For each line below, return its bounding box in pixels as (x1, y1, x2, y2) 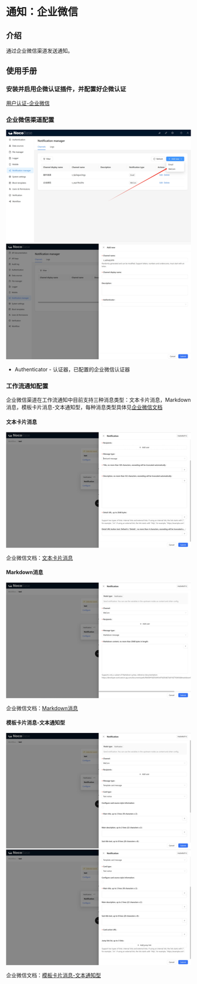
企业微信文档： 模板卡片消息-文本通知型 (6, 972, 101, 979)
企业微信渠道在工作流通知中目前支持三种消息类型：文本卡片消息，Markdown (6, 397, 191, 404)
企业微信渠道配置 (6, 116, 55, 124)
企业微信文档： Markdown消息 (6, 705, 78, 712)
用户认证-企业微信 (6, 99, 50, 106)
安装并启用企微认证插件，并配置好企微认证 (6, 85, 127, 93)
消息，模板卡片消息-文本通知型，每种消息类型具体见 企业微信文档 (6, 404, 163, 411)
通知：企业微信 (6, 5, 79, 19)
